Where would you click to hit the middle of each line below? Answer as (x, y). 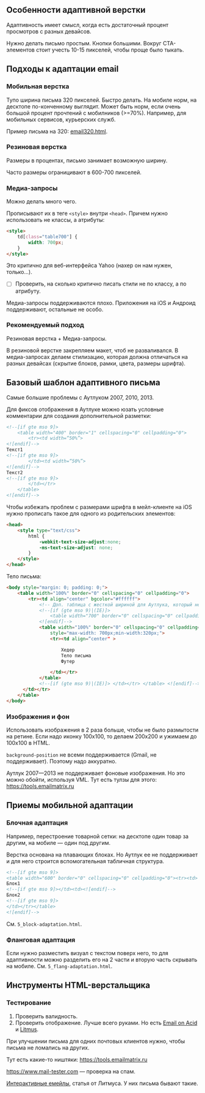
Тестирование (29, 1003)
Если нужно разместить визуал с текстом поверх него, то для (88, 953)
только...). (19, 272)
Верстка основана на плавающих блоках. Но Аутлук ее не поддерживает (102, 855)
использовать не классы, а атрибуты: (56, 220)
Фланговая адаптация (41, 940)
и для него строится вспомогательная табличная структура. (85, 861)
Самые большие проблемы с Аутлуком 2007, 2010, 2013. (80, 397)
